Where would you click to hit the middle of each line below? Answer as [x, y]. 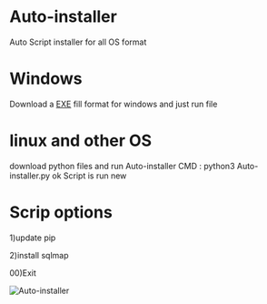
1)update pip [33, 238]
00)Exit [23, 273]
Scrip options [61, 212]
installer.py [30, 176]
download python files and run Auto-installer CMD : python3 [122, 166]
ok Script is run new [89, 176]
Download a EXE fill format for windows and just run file [114, 104]
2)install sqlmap [39, 255]
